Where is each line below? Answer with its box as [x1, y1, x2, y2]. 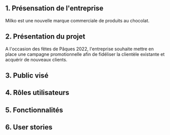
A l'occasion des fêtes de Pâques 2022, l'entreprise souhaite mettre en [5, 46, 154, 52]
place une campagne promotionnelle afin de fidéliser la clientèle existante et [5, 51, 165, 57]
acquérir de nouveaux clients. [5, 56, 67, 62]
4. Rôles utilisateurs [5, 88, 70, 97]
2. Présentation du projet [5, 32, 85, 41]
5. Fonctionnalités [5, 106, 63, 114]
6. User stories [5, 123, 53, 131]
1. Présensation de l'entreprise [5, 4, 104, 13]
